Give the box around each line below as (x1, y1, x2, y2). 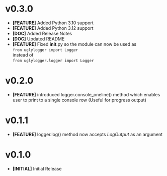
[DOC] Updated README (12, 36, 65, 42)
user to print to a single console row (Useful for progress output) (12, 97, 147, 103)
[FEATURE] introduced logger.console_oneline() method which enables (12, 91, 160, 97)
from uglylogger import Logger (12, 47, 78, 52)
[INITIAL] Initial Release (12, 165, 62, 171)
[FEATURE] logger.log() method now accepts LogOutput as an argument (12, 131, 163, 137)
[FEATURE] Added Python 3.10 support (12, 20, 94, 26)
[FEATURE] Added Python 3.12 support (12, 25, 94, 31)
